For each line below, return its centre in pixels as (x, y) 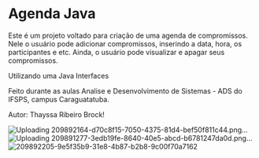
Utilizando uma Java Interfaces (59, 75)
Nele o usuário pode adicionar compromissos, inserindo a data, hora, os (125, 43)
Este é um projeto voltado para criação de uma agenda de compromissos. (128, 35)
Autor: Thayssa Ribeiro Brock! (56, 114)
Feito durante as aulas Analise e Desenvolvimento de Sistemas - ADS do (125, 90)
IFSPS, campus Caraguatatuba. (59, 99)
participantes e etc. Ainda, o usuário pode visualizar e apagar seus (117, 52)
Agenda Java (52, 14)
